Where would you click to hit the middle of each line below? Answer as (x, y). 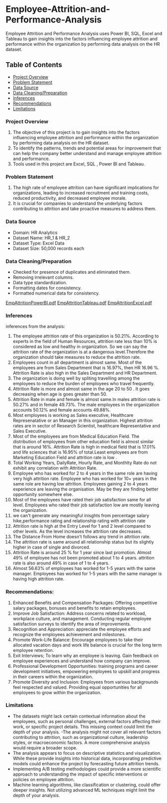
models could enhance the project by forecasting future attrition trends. (86, 763)
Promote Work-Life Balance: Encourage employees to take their (78, 640)
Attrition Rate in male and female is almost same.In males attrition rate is (86, 400)
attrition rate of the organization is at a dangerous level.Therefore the (83, 352)
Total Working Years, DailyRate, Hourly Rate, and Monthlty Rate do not (85, 463)
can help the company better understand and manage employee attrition (87, 154)
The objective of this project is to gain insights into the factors (76, 132)
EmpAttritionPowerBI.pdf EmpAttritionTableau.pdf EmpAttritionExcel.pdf (79, 303)
